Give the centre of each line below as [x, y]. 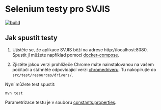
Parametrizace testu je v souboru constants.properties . [61, 102]
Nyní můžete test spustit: [30, 84]
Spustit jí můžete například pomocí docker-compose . [66, 55]
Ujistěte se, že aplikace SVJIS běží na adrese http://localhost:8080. [80, 49]
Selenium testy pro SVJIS [58, 9]
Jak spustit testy [31, 38]
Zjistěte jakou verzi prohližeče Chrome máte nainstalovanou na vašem [83, 64]
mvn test [14, 93]
